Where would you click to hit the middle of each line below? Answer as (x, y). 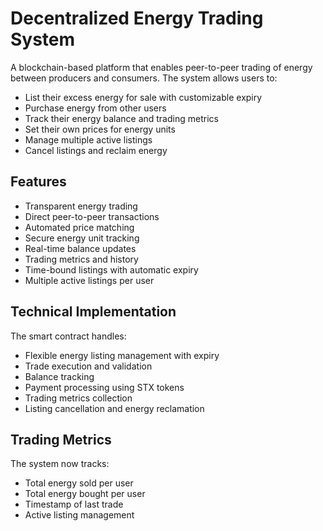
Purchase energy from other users (95, 108)
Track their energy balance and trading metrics (121, 118)
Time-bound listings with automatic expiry (111, 269)
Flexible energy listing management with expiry (122, 355)
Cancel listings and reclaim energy (96, 150)
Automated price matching (79, 227)
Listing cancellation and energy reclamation (114, 408)
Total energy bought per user (85, 494)
